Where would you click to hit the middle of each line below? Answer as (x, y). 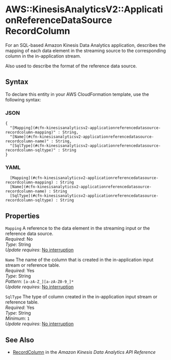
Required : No (19, 239)
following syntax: (23, 99)
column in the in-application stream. (43, 56)
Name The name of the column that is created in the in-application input (79, 260)
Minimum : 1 (17, 318)
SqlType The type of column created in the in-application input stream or (81, 297)
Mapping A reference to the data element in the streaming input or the (78, 228)
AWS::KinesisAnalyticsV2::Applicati (84, 9)
